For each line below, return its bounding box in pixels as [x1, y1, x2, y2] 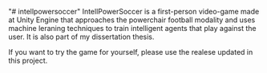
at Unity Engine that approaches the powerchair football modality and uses [8, 15, 256, 25]
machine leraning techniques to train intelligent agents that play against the [8, 24, 257, 33]
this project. [8, 56, 48, 65]
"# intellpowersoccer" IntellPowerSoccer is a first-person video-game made [8, 7, 260, 16]
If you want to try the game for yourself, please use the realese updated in [8, 48, 253, 56]
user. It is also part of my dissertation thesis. [8, 32, 155, 41]
